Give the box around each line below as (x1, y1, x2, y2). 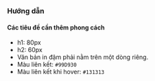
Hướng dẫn (7, 6, 45, 16)
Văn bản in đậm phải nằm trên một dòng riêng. (16, 53, 149, 61)
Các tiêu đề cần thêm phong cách (7, 23, 105, 32)
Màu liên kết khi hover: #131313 (16, 68, 105, 76)
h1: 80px (16, 38, 41, 47)
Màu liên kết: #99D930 (16, 60, 77, 69)
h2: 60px (16, 46, 43, 54)
